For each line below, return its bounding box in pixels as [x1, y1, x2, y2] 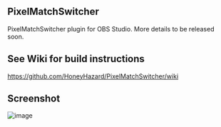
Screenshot [7, 93, 61, 105]
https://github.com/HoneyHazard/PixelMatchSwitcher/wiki [7, 71, 179, 81]
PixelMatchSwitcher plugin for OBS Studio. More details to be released [7, 24, 215, 33]
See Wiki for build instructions [7, 53, 145, 65]
